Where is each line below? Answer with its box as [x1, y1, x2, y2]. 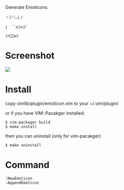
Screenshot [5, 50, 55, 62]
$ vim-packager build [5, 120, 51, 125]
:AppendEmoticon [5, 180, 39, 185]
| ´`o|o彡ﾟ [5, 25, 29, 30]
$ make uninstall [5, 142, 42, 147]
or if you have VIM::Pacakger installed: [5, 110, 85, 116]
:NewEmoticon [5, 175, 33, 181]
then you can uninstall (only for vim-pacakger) [5, 133, 101, 139]
